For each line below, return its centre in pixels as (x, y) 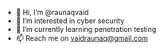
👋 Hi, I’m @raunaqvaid (52, 12)
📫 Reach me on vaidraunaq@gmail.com (82, 38)
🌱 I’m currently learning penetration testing (86, 29)
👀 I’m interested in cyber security (70, 21)
